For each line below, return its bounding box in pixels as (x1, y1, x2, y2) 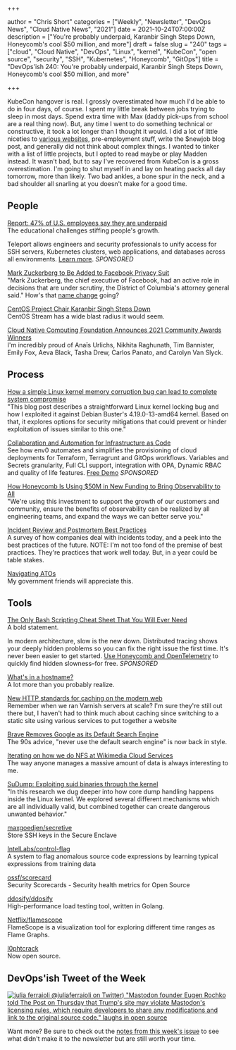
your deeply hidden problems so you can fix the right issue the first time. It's (7, 644, 229, 653)
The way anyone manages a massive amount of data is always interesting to (7, 759, 229, 767)
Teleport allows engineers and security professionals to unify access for (7, 240, 217, 248)
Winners (7, 333, 32, 342)
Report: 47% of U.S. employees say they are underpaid (7, 218, 168, 227)
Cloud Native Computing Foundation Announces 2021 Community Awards (7, 326, 222, 334)
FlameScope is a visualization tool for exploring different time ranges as (7, 923, 216, 932)
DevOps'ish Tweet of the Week (7, 972, 146, 984)
